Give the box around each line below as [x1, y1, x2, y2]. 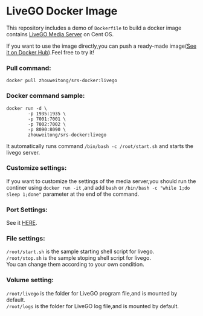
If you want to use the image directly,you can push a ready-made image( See [6, 42, 197, 50]
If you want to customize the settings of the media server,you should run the [6, 177, 196, 185]
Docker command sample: [6, 92, 85, 100]
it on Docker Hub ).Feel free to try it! [6, 48, 95, 56]
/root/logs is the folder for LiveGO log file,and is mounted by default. [6, 302, 179, 309]
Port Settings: [6, 205, 48, 214]
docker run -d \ [6, 105, 47, 111]
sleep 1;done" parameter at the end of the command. [6, 190, 140, 198]
